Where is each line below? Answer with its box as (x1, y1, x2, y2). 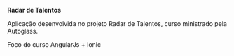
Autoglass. (7, 27, 39, 35)
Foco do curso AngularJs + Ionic (7, 41, 102, 48)
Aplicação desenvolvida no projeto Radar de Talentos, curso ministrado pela (7, 20, 228, 27)
